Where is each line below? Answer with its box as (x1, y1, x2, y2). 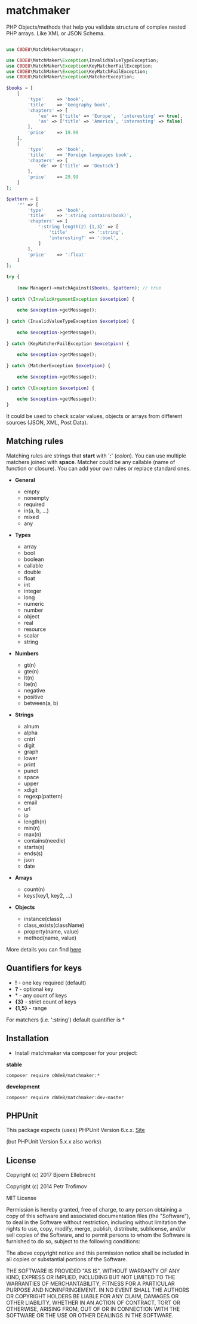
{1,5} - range (14, 1004, 47, 1011)
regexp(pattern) (23, 792, 63, 800)
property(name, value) (23, 928, 79, 935)
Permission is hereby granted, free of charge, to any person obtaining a (6, 1206, 182, 1213)
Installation (6, 1033, 49, 1044)
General (14, 476, 36, 483)
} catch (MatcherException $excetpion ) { (6, 363, 111, 369)
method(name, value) (23, 934, 76, 941)
